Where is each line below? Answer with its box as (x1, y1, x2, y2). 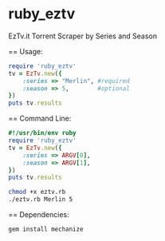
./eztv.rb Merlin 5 (8, 196, 73, 203)
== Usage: (8, 46, 43, 56)
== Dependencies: (8, 210, 69, 219)
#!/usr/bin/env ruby (8, 129, 77, 137)
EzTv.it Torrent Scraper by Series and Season (8, 31, 158, 41)
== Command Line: (8, 113, 72, 124)
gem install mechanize (8, 225, 84, 234)
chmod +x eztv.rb (8, 188, 66, 196)
